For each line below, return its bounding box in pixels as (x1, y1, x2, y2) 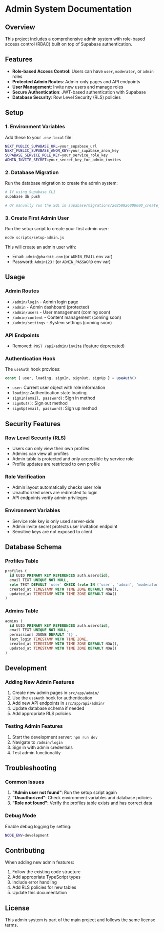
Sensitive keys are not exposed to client (12, 528, 93, 534)
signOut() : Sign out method (12, 400, 68, 406)
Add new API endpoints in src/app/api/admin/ (12, 700, 105, 706)
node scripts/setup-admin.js (5, 235, 64, 240)
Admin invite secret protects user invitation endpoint (12, 523, 118, 529)
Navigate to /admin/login (12, 739, 63, 745)
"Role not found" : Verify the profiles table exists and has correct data (12, 800, 153, 806)
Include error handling (12, 879, 57, 885)
